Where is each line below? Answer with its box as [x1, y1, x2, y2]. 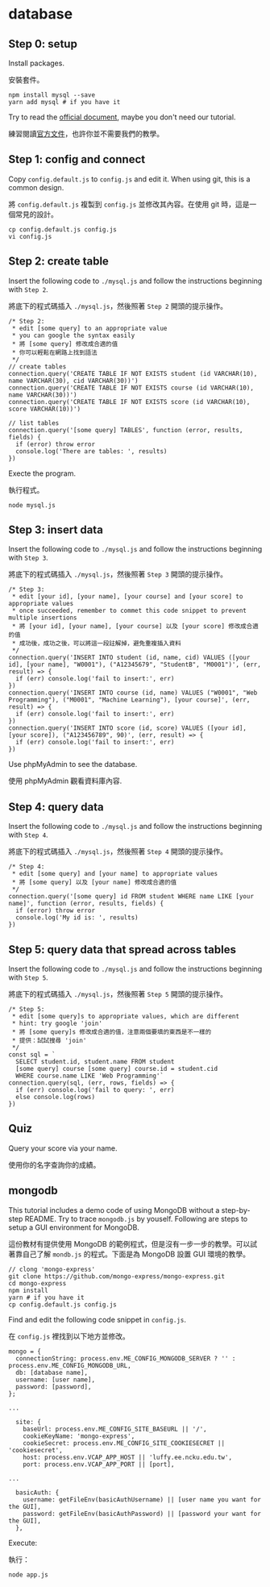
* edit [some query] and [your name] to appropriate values [11, 870, 218, 878]
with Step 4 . [8, 830, 48, 839]
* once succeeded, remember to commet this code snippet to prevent [11, 606, 247, 615]
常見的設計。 [15, 209, 58, 219]
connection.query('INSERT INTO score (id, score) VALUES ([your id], [8, 724, 247, 732]
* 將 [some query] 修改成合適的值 [11, 339, 118, 348]
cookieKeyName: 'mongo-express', [23, 1432, 135, 1440]
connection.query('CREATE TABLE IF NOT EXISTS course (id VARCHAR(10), [8, 384, 254, 392]
